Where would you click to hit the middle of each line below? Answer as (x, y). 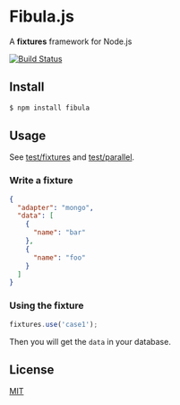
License (32, 370)
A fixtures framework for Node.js (71, 41)
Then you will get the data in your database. (90, 341)
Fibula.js (42, 17)
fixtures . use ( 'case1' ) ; (54, 324)
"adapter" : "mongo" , (56, 207)
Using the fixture (47, 305)
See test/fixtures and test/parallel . (72, 157)
